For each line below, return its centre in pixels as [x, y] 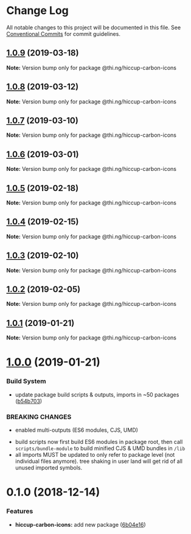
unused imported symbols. [49, 468]
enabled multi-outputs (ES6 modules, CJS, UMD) [77, 430]
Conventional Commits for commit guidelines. [63, 33]
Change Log [37, 11]
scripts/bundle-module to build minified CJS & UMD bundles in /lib [100, 448]
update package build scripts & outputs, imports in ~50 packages [97, 394]
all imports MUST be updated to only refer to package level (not [95, 455]
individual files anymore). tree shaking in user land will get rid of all [99, 461]
